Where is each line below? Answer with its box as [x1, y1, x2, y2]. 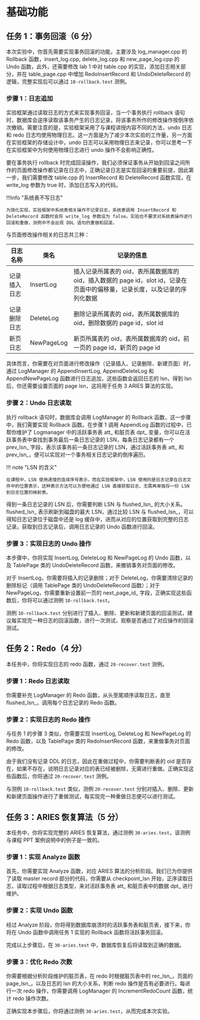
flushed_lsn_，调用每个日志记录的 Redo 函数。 [6, 699, 120, 706]
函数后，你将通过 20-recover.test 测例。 [11, 773, 112, 780]
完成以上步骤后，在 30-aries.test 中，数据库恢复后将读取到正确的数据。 [6, 941, 185, 948]
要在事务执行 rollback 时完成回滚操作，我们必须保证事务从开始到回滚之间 [6, 159, 186, 166]
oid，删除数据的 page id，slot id [73, 319, 164, 327]
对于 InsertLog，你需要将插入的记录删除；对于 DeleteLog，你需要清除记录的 [6, 574, 193, 581]
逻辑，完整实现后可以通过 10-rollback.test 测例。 [6, 78, 130, 85]
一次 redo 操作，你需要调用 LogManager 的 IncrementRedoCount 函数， [11, 987, 188, 994]
